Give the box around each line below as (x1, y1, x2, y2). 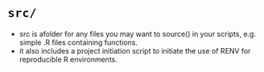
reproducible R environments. (19, 54, 118, 64)
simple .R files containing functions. (19, 38, 138, 47)
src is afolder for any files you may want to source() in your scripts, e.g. (19, 29, 257, 38)
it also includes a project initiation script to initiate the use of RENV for (19, 46, 251, 55)
